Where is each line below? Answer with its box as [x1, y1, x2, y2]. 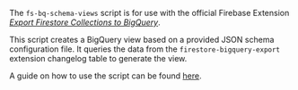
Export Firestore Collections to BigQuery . [9, 17, 161, 28]
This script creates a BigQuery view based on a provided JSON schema [9, 35, 275, 45]
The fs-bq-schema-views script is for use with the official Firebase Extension [9, 8, 290, 18]
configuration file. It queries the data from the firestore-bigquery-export [9, 44, 281, 54]
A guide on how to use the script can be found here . [9, 70, 202, 81]
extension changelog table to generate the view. [9, 53, 188, 63]
